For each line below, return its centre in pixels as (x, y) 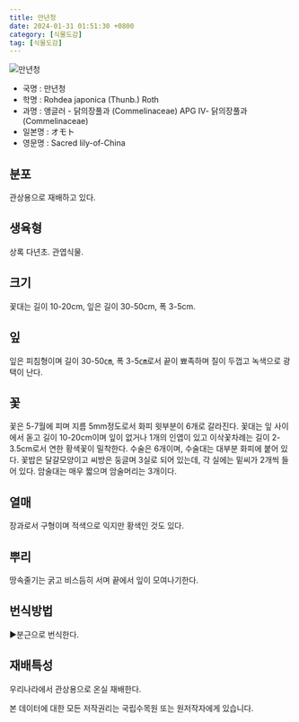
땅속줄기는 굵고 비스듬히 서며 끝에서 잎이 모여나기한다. (104, 580)
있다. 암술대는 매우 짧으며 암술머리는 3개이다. (97, 471)
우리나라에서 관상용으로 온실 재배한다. (75, 689)
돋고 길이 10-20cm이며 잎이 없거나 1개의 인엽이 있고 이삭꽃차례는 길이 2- (153, 438)
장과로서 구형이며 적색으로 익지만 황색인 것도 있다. (97, 526)
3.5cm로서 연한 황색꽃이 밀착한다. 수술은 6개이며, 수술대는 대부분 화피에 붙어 (144, 449)
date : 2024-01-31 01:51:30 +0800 (72, 26)
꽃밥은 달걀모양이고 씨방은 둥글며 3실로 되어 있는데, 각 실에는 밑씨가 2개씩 (150, 460)
